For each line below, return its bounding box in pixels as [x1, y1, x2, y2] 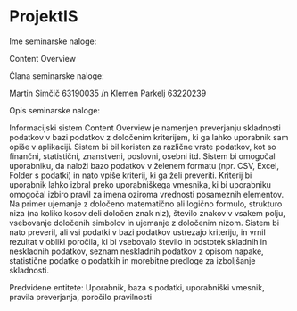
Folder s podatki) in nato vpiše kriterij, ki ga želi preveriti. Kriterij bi [9, 170, 252, 181]
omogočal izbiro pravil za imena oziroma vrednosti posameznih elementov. [9, 189, 285, 199]
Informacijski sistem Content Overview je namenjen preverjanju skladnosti [9, 122, 281, 133]
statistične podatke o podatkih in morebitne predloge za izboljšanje [9, 255, 256, 265]
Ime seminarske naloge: [9, 36, 97, 46]
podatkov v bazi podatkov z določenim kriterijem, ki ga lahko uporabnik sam [9, 131, 289, 142]
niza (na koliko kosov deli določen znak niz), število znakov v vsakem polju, [9, 207, 285, 218]
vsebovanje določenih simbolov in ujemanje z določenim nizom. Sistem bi [9, 217, 279, 228]
